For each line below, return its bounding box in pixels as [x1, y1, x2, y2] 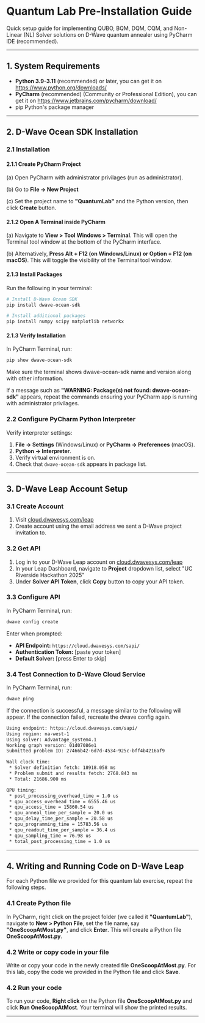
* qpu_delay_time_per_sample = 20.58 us [9, 815, 113, 822]
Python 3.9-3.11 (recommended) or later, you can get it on [15, 77, 162, 84]
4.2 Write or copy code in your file [6, 948, 109, 956]
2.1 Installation [6, 145, 50, 154]
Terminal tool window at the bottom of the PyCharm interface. [6, 238, 162, 245]
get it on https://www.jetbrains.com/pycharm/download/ [15, 97, 157, 104]
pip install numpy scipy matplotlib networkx [6, 318, 124, 325]
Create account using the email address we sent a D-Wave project [15, 522, 182, 530]
